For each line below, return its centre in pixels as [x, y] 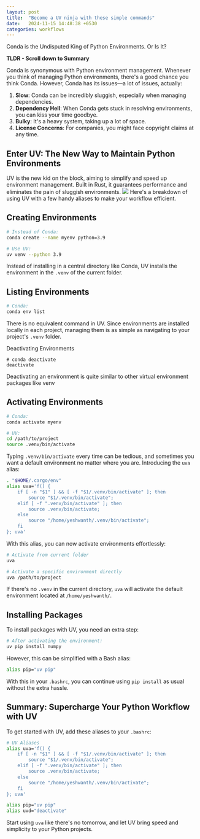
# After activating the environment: [55, 641]
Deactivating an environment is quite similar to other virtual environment [98, 376]
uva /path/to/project [34, 578]
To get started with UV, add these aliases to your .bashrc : [79, 732]
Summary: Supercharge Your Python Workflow [98, 707]
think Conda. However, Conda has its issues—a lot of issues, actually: [94, 83]
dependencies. [34, 102]
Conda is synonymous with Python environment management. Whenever [99, 71]
